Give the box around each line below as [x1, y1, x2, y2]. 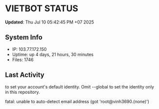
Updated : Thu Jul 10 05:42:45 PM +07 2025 [5, 19, 94, 25]
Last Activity [5, 71, 45, 79]
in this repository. [5, 89, 40, 95]
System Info [5, 33, 43, 42]
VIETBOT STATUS [5, 3, 79, 14]
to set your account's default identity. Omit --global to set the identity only [5, 84, 155, 89]
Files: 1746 [12, 57, 34, 63]
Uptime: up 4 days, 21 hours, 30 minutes [12, 51, 94, 57]
